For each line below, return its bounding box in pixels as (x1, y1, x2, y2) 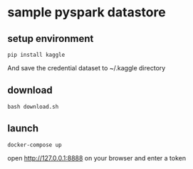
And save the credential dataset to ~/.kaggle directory (7, 64, 166, 72)
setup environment (7, 33, 94, 45)
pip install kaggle (7, 51, 66, 58)
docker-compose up (7, 141, 62, 148)
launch (7, 122, 39, 135)
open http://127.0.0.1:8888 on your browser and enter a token (7, 153, 187, 162)
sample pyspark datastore (7, 4, 166, 21)
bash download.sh (7, 103, 59, 110)
